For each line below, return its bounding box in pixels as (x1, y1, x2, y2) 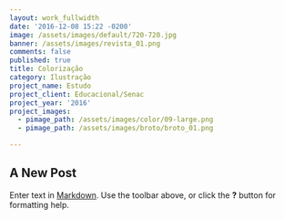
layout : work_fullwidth (9, 13, 100, 23)
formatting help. (9, 199, 70, 210)
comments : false (9, 47, 71, 57)
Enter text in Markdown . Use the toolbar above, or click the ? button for (9, 189, 276, 201)
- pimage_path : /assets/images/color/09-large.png (17, 115, 214, 124)
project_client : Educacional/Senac (9, 89, 145, 99)
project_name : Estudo (9, 81, 92, 90)
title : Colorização (9, 65, 84, 74)
